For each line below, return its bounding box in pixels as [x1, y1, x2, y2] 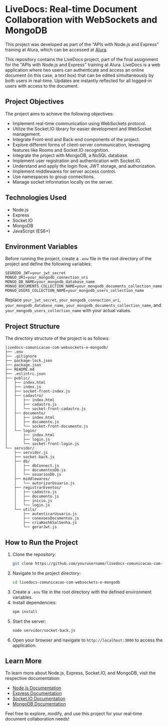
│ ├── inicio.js [14, 498, 52, 503]
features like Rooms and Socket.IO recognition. [12, 147, 109, 153]
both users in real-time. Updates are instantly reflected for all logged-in [5, 78, 152, 84]
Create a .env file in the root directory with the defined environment [12, 589, 151, 595]
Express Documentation [12, 690, 62, 696]
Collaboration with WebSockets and [5, 14, 157, 26]
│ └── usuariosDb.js [14, 472, 61, 477]
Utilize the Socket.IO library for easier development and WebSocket [12, 126, 151, 132]
